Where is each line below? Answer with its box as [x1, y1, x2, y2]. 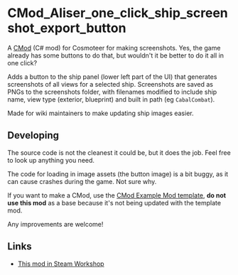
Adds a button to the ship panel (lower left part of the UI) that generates [7, 72, 217, 81]
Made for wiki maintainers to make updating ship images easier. [7, 109, 194, 117]
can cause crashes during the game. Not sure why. [7, 177, 157, 185]
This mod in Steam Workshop [17, 259, 104, 268]
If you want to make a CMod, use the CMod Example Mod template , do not [7, 190, 226, 200]
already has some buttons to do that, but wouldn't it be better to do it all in [7, 51, 225, 60]
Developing [7, 129, 59, 141]
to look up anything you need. [7, 156, 94, 164]
